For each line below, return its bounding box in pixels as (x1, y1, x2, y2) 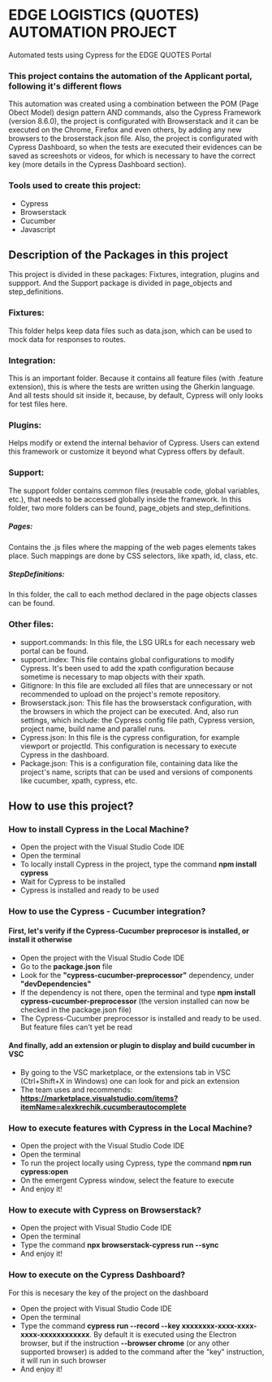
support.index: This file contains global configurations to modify (19, 654, 235, 665)
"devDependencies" (19, 979, 92, 989)
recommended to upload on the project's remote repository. (19, 689, 221, 699)
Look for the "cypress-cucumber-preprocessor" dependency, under (19, 970, 254, 980)
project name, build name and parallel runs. (19, 723, 166, 734)
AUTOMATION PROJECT (8, 23, 177, 42)
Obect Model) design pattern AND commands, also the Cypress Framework (8, 107, 261, 117)
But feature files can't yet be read (19, 1022, 132, 1032)
